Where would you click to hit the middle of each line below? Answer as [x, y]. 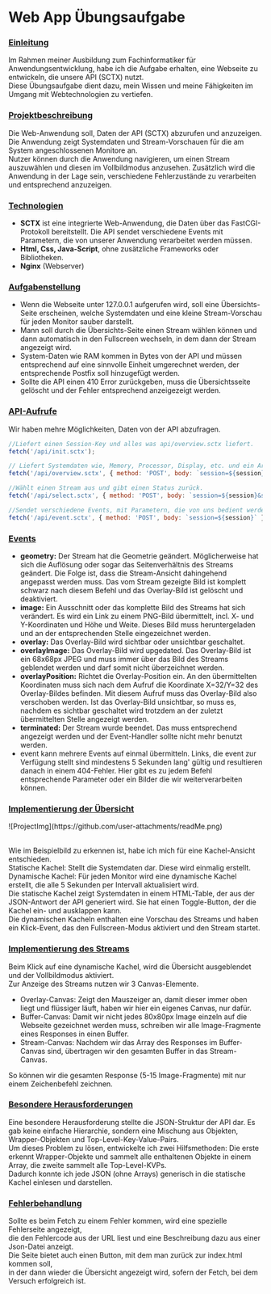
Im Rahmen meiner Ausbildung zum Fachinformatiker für [102, 60]
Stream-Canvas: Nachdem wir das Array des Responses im [119, 1042]
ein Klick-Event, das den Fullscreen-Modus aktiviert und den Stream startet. [134, 928]
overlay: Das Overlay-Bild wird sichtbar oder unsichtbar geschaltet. [132, 642]
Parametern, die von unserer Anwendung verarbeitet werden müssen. [136, 240]
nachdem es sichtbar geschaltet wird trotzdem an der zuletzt [121, 710]
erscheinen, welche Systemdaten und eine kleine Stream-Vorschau [150, 313]
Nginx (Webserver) [52, 266]
